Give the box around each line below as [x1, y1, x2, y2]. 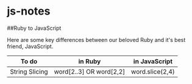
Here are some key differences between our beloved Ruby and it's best [7, 36, 186, 43]
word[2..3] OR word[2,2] [54, 67, 126, 75]
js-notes [7, 4, 51, 18]
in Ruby [78, 57, 101, 65]
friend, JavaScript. [7, 43, 54, 50]
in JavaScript [133, 57, 173, 65]
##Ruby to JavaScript [7, 24, 62, 32]
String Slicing [10, 67, 48, 75]
